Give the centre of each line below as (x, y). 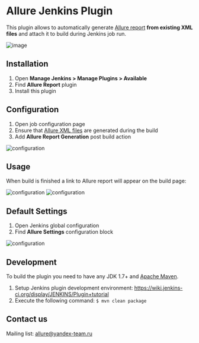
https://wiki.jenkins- (158, 288)
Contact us (27, 319)
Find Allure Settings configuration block (64, 232)
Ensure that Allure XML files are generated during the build (86, 130)
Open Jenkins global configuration (57, 226)
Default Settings (37, 211)
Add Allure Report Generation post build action (73, 136)
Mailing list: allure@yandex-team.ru (49, 333)
